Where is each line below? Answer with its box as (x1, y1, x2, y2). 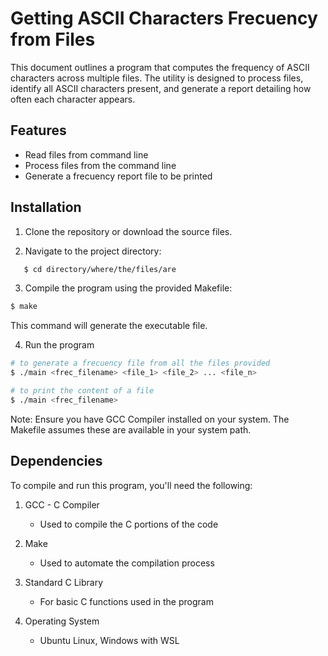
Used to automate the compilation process (39, 557, 215, 569)
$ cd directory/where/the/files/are (23, 264, 177, 274)
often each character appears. (10, 93, 136, 105)
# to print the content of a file (10, 386, 155, 396)
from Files (10, 28, 96, 51)
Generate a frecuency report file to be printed (24, 170, 213, 182)
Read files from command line (24, 148, 149, 161)
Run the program (24, 339, 95, 351)
